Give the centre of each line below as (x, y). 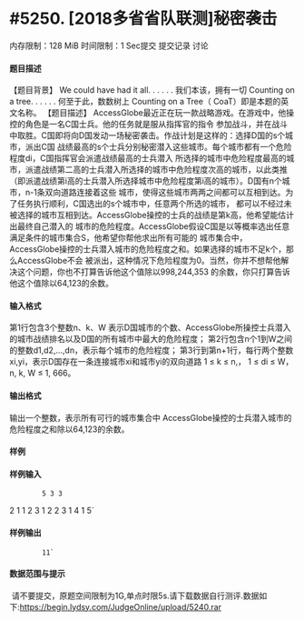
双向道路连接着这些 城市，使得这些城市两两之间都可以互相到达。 (165, 193)
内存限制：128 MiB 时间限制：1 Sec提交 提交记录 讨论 (109, 45)
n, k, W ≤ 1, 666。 (43, 373)
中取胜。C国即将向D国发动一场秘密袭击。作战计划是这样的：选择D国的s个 (147, 135)
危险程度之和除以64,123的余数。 (69, 429)
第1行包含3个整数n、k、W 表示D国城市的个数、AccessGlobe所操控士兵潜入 (150, 327)
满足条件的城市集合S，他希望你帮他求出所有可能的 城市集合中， (128, 238)
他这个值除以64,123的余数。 (61, 284)
